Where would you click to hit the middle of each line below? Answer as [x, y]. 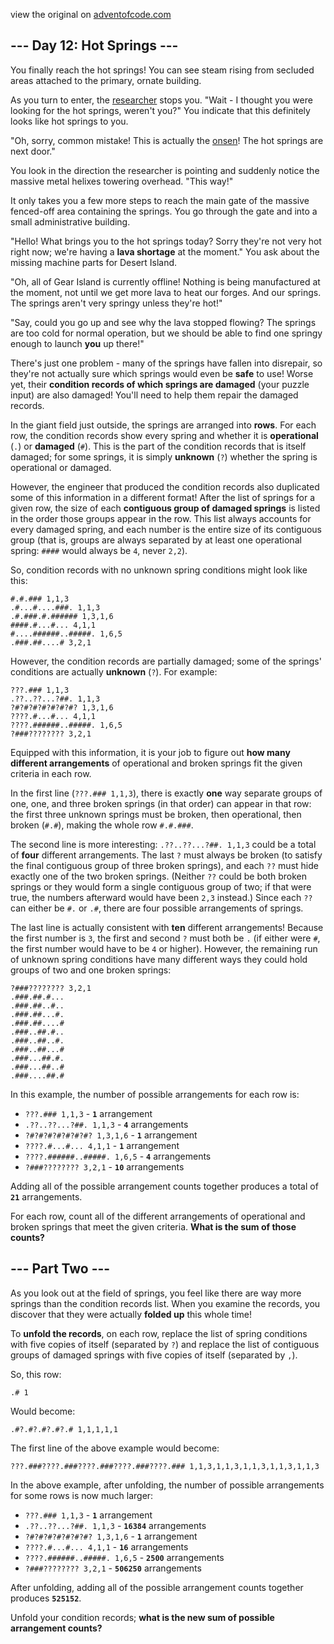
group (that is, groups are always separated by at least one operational [156, 540]
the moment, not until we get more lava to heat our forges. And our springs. [166, 292]
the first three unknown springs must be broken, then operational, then [156, 814]
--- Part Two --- [60, 1269]
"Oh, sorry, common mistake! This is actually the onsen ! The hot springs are [167, 140]
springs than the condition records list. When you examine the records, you [165, 1303]
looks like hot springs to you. [69, 121]
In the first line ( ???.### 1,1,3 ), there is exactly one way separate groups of [166, 793]
